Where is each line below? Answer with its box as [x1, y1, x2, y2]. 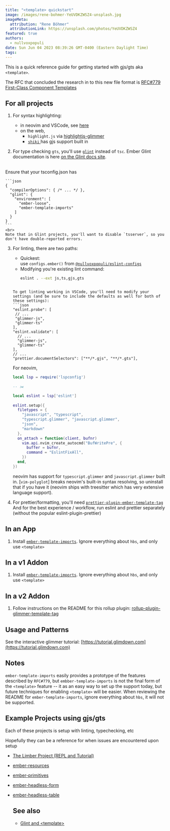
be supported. [5, 699, 35, 705]
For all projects [5, 99, 53, 108]
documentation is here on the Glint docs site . [12, 154, 107, 160]
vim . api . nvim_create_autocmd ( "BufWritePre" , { [22, 440, 122, 445]
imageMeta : [5, 17, 28, 22]
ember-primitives [12, 772, 49, 778]
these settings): [12, 298, 50, 303]
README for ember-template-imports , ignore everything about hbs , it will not [5, 694, 164, 700]
